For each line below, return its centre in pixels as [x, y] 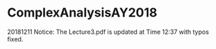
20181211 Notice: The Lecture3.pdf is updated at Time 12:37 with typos [108, 32]
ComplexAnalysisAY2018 [82, 13]
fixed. [15, 39]
